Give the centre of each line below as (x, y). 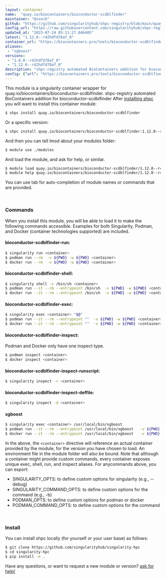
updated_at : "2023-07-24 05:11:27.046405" (49, 33)
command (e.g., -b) (32, 495)
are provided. (19, 188)
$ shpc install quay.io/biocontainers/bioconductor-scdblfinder (73, 113)
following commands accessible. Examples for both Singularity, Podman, (79, 226)
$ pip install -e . (25, 557)
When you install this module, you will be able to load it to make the (74, 221)
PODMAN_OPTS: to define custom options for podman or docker (78, 500)
